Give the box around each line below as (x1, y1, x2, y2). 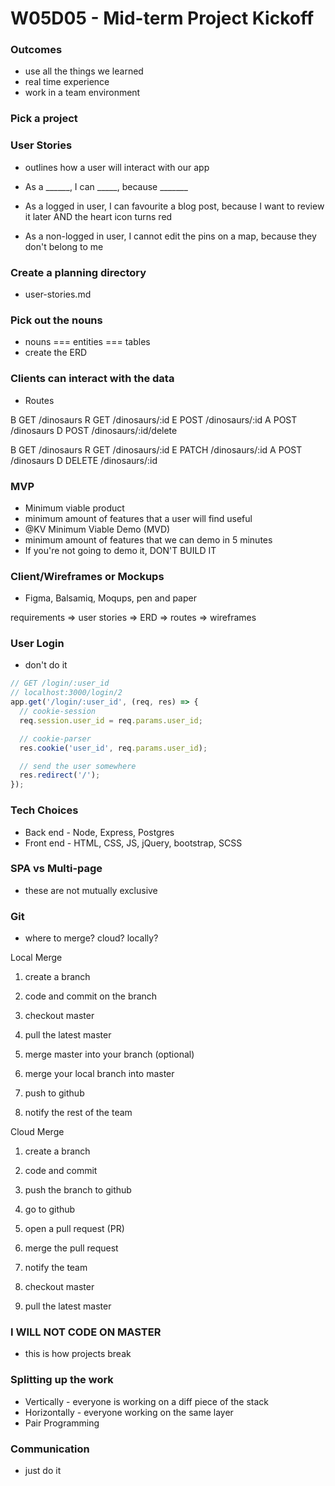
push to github (24, 1087, 85, 1099)
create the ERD (24, 347, 88, 359)
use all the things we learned (24, 65, 144, 77)
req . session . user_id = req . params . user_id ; (19, 715, 203, 726)
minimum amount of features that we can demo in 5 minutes (24, 533, 273, 546)
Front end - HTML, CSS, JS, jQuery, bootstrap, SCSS (24, 837, 243, 849)
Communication (10, 1442, 90, 1456)
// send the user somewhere (19, 761, 137, 771)
